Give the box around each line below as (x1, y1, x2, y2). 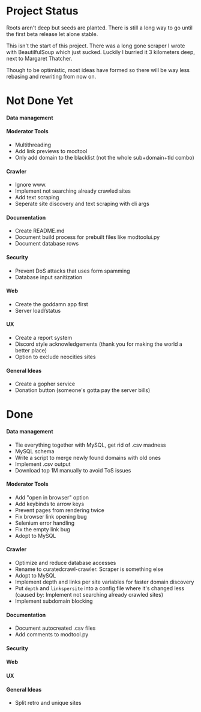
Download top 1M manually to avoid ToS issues (14, 466, 131, 474)
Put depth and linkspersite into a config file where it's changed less (14, 584, 185, 592)
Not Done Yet (6, 94, 73, 107)
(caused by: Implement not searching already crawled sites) (14, 591, 164, 598)
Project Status (6, 4, 79, 18)
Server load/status (14, 307, 61, 314)
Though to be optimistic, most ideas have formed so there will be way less (6, 66, 190, 73)
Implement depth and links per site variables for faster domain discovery (14, 578, 194, 585)
